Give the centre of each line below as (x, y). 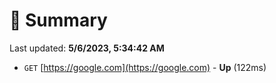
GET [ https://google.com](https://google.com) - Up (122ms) (145, 67)
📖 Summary (58, 20)
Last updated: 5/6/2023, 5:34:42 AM (87, 48)
